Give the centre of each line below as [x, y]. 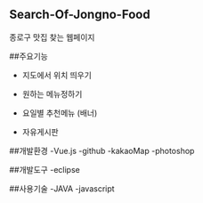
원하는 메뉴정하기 [52, 93]
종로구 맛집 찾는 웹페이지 [52, 37]
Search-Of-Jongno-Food [80, 15]
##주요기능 [29, 56]
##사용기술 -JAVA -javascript [62, 188]
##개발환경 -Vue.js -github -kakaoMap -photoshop [102, 150]
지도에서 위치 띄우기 [57, 75]
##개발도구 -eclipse [45, 169]
